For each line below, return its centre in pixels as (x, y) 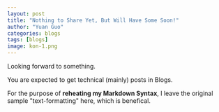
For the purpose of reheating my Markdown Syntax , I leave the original (110, 93)
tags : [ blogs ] (28, 40)
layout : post (26, 14)
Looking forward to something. (52, 66)
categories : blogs (34, 33)
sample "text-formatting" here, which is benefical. (79, 101)
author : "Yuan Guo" (36, 27)
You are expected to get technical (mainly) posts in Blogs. (90, 80)
